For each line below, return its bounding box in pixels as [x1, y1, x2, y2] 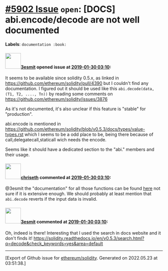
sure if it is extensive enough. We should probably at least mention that [5, 191, 151, 197]
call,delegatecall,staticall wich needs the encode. [5, 137, 106, 143]
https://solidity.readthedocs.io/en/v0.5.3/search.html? [33, 235, 144, 241]
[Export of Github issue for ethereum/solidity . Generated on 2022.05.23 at [5, 255, 158, 261]
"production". [5, 111, 33, 117]
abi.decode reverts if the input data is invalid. [5, 196, 97, 202]
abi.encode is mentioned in [5, 121, 61, 127]
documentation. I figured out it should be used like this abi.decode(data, [5, 86, 154, 92]
